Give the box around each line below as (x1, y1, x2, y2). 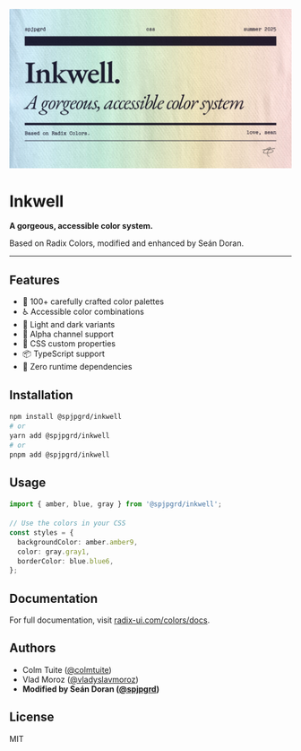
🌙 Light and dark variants (21, 319, 116, 330)
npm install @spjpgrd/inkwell (9, 413, 123, 422)
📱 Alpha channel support (21, 328, 115, 340)
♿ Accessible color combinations (21, 306, 145, 318)
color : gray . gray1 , (17, 547, 90, 556)
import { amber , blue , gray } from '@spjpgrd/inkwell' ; (9, 500, 222, 509)
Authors (9, 641, 56, 656)
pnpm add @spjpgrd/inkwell (9, 450, 110, 459)
